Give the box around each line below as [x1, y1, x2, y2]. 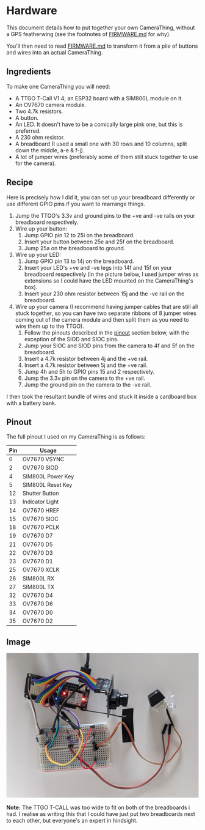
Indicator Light [22, 498, 59, 505]
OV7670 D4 [22, 591, 53, 599]
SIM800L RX [22, 574, 55, 582]
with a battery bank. [6, 399, 57, 407]
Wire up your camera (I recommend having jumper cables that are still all [15, 303, 198, 310]
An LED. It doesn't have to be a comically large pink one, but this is [15, 120, 183, 128]
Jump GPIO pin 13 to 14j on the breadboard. [24, 258, 134, 265]
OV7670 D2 [22, 617, 53, 624]
